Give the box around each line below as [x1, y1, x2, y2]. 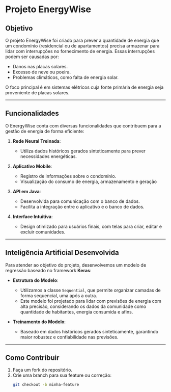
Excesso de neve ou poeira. [12, 69, 71, 75]
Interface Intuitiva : [12, 213, 53, 220]
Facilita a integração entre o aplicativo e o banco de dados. [20, 203, 145, 210]
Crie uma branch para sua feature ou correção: [12, 372, 112, 378]
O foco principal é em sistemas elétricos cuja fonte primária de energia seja [5, 84, 164, 90]
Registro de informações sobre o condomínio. [20, 173, 117, 179]
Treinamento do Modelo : [12, 319, 66, 325]
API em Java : [12, 188, 41, 194]
